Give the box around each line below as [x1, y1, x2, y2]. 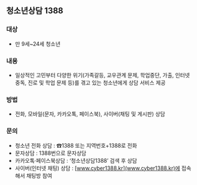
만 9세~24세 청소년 [14, 40, 61, 47]
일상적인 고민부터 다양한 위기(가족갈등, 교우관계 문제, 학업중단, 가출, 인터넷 [14, 71, 190, 78]
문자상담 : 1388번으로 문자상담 [14, 149, 86, 157]
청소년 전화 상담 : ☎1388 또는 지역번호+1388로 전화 [14, 142, 138, 149]
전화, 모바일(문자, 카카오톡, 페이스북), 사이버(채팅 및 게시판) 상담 [14, 110, 165, 118]
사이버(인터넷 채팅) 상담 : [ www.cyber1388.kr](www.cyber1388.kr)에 [14, 165, 180, 172]
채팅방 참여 [26, 172, 52, 179]
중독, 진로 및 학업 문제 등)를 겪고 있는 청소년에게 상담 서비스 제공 [14, 79, 166, 86]
